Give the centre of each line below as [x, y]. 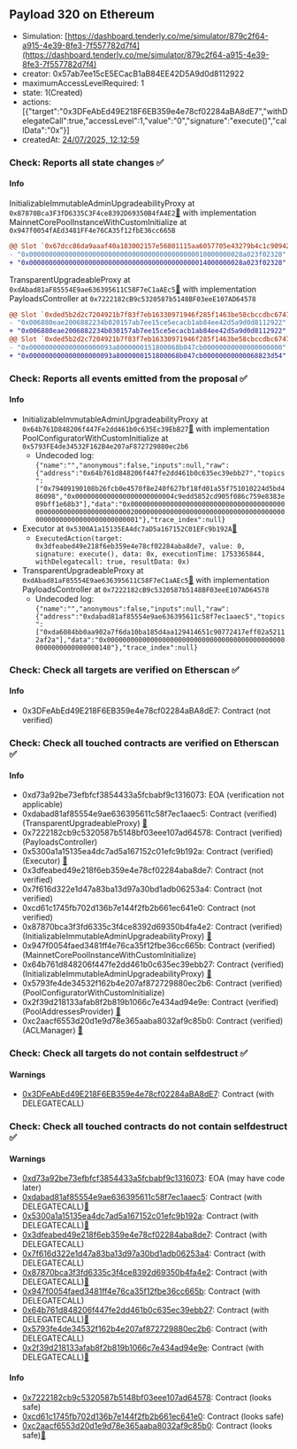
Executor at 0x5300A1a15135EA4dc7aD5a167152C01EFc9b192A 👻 [129, 528]
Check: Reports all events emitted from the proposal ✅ [128, 378]
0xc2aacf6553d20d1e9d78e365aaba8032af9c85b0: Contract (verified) [152, 1021]
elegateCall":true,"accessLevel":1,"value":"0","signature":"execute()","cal [154, 121]
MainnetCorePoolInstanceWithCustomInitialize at [98, 222]
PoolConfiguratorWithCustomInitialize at [95, 438]
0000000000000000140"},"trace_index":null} [117, 647]
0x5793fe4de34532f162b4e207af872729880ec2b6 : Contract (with [145, 1329]
